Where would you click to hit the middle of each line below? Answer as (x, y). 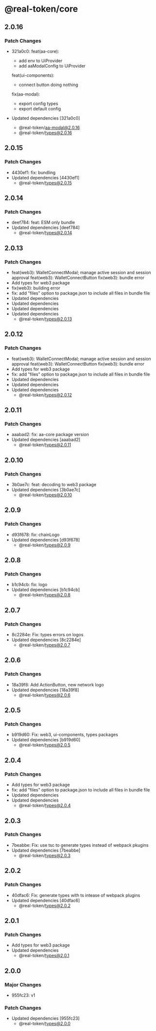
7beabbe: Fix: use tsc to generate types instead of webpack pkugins (80, 845)
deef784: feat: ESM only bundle (43, 223)
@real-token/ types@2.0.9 (45, 545)
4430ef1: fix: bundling (33, 172)
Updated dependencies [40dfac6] (46, 900)
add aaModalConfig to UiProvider (52, 66)
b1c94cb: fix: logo (29, 585)
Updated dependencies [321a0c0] (46, 118)
